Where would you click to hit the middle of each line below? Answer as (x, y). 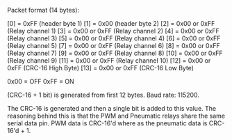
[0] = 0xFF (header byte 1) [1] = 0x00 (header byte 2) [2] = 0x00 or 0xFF (111, 23)
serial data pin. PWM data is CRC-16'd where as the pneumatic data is (107, 123)
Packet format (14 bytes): (43, 10)
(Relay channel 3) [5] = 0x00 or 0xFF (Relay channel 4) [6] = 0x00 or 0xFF (114, 38)
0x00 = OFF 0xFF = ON (41, 81)
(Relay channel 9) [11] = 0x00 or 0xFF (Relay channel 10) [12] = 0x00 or (109, 61)
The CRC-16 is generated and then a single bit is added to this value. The (112, 108)
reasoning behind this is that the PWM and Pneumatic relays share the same (116, 116)
